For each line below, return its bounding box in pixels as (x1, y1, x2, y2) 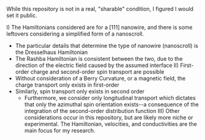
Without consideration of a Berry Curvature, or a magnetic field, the (15, 75, 186, 82)
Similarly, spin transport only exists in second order (15, 88, 145, 95)
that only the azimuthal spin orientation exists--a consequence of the (24, 101, 199, 108)
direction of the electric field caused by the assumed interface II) (15, 61, 179, 69)
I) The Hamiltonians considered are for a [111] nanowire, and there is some (6, 24, 193, 31)
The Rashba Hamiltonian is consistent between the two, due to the (15, 55, 183, 62)
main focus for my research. (24, 127, 96, 134)
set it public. (6, 12, 38, 19)
